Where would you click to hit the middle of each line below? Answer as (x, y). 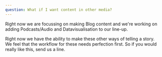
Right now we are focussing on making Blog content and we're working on (81, 24)
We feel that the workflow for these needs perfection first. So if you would (81, 44)
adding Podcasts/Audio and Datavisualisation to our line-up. (67, 29)
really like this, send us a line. (35, 49)
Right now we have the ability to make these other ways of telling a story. (80, 39)
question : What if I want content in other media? (59, 10)
